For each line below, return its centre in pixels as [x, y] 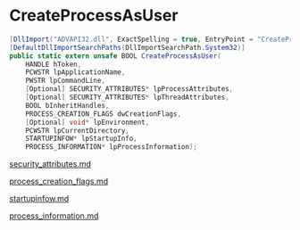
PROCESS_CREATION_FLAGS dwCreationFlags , [103, 114]
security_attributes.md [50, 164]
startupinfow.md [39, 199]
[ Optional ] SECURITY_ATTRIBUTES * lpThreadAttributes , [127, 98]
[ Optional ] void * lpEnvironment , [87, 122]
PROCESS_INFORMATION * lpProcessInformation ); [112, 147]
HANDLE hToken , [54, 64]
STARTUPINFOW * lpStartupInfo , [82, 139]
